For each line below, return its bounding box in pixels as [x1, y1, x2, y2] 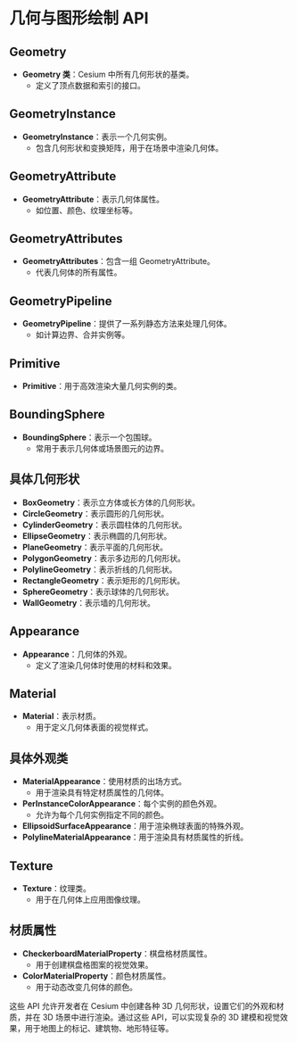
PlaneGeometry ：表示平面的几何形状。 [21, 542, 168, 552]
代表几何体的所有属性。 [35, 267, 122, 277]
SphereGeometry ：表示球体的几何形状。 [21, 586, 174, 597]
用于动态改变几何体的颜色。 [35, 981, 138, 992]
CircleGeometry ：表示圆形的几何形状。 [21, 508, 169, 518]
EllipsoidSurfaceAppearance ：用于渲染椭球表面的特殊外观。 [21, 821, 249, 831]
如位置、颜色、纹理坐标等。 [35, 204, 138, 215]
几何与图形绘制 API [9, 8, 149, 29]
